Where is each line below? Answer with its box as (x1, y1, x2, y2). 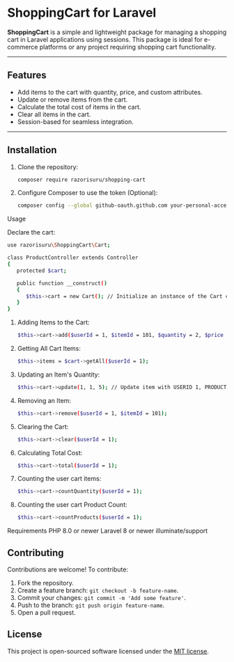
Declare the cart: (7, 228, 56, 237)
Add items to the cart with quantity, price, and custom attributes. (17, 88, 203, 96)
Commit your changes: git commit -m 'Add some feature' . (17, 594, 186, 601)
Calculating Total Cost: (17, 448, 83, 457)
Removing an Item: (17, 396, 72, 404)
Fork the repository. (17, 579, 75, 587)
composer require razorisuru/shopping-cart (17, 176, 146, 183)
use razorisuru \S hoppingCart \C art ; (7, 242, 111, 249)
